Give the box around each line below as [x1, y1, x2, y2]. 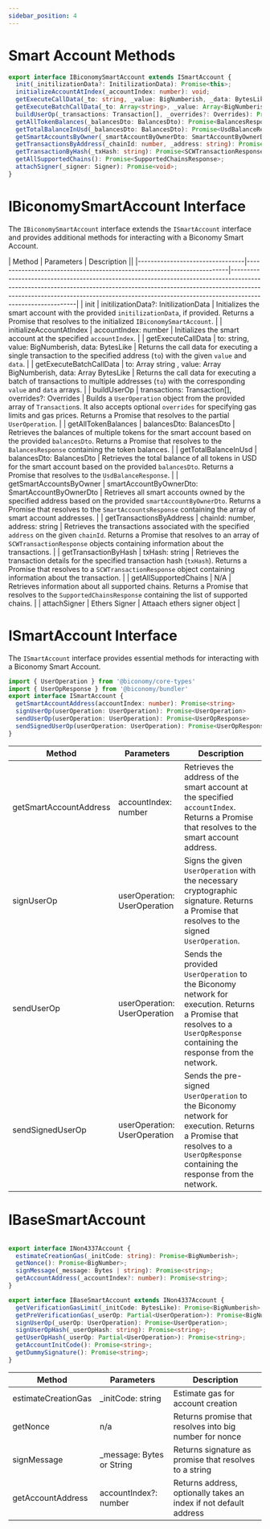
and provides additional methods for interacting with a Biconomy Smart [8, 232, 244, 242]
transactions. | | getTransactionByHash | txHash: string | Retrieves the [8, 547, 239, 557]
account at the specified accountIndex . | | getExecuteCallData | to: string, [8, 333, 249, 343]
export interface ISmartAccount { [8, 693, 125, 701]
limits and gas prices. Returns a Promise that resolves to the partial [8, 410, 230, 420]
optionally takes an [173, 1487, 245, 1498]
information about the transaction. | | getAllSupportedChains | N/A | [8, 573, 231, 582]
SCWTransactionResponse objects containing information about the [8, 538, 224, 548]
